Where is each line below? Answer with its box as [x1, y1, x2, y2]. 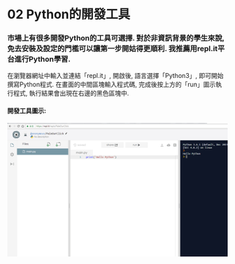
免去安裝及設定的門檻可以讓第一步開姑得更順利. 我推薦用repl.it [7, 44, 218, 53]
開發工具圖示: [7, 107, 47, 115]
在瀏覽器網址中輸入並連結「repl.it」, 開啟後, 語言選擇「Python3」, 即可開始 [7, 72, 224, 80]
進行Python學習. [14, 54, 71, 64]
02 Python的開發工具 [7, 6, 131, 22]
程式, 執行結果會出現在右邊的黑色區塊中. [13, 89, 129, 98]
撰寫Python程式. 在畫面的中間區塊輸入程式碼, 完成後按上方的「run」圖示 [7, 80, 216, 88]
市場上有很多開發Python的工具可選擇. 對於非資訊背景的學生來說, [7, 33, 225, 43]
